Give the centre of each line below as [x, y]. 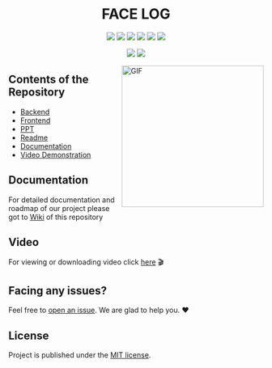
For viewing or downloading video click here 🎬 [86, 262]
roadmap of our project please [59, 208]
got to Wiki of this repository [56, 217]
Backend [35, 112]
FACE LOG [136, 14]
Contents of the [49, 80]
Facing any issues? [58, 291]
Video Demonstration [55, 154]
